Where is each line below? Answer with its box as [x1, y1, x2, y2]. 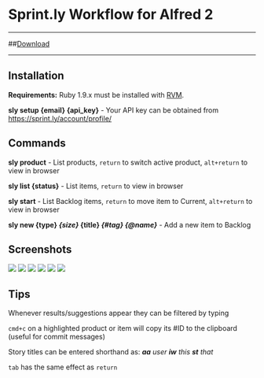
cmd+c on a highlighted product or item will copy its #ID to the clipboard [8, 324, 238, 333]
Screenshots [8, 243, 72, 256]
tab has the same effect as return [8, 362, 118, 372]
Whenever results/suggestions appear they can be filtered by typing [8, 309, 229, 318]
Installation [8, 69, 64, 83]
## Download [8, 39, 50, 48]
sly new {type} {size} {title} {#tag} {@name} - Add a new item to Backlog [8, 220, 251, 229]
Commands [8, 136, 67, 150]
